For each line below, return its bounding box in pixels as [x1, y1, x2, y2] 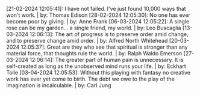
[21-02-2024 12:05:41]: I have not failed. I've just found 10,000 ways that [6, 5, 186, 12]
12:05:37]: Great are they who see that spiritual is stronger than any [20, 43, 188, 51]
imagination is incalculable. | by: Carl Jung [6, 82, 111, 89]
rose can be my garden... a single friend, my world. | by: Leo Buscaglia [6, 24, 182, 31]
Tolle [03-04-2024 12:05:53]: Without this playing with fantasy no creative [6, 69, 191, 76]
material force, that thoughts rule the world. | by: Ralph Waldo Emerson [6, 50, 183, 57]
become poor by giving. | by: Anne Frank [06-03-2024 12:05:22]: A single [6, 18, 190, 25]
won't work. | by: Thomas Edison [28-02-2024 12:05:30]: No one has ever [6, 11, 191, 19]
